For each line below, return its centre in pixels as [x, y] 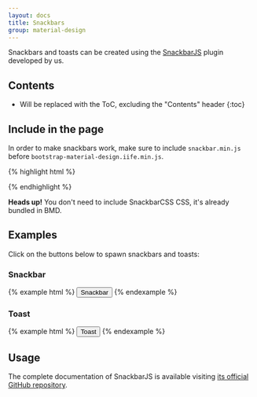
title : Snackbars [37, 23]
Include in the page [56, 129]
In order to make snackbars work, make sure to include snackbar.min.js [125, 148]
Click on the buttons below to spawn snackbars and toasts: [104, 254]
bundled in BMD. [35, 210]
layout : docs [29, 15]
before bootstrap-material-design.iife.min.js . [86, 156]
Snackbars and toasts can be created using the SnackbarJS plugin [116, 53]
